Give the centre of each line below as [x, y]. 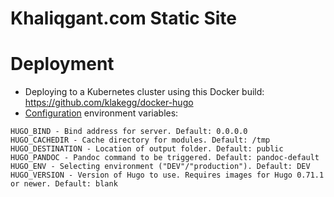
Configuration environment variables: [101, 113]
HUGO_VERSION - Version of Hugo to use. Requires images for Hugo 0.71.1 [167, 175]
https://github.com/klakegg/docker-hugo [109, 103]
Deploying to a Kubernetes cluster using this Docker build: [144, 92]
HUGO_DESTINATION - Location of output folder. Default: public [147, 149]
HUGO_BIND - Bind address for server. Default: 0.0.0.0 [129, 132]
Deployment [62, 64]
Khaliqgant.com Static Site [123, 18]
